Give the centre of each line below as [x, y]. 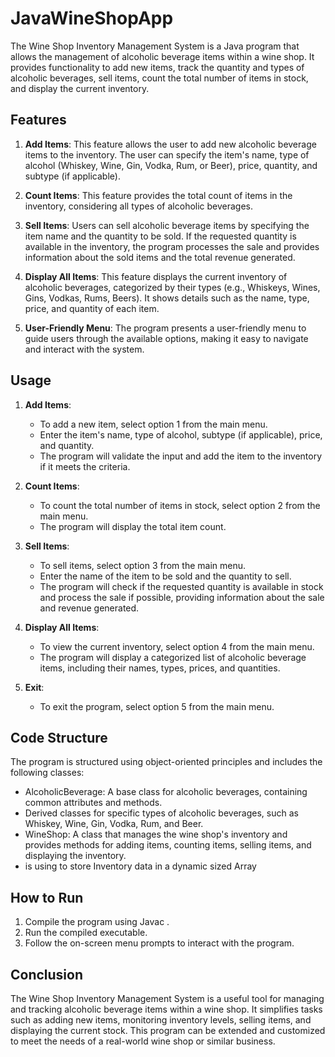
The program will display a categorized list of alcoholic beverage [173, 657]
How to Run [47, 897]
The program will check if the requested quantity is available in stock [181, 586]
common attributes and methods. [93, 803]
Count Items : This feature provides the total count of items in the [158, 195]
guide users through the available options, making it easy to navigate [166, 338]
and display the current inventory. [80, 88]
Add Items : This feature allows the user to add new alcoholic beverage [170, 144]
